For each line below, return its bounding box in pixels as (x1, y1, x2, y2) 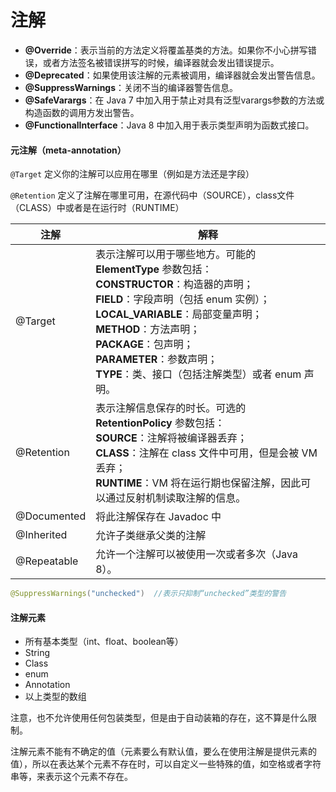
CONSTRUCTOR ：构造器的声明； (95, 277, 254, 291)
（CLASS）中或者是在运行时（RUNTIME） (10, 202, 185, 214)
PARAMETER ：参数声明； (95, 352, 218, 366)
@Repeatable (15, 554, 79, 568)
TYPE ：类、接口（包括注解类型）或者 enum (95, 367, 302, 381)
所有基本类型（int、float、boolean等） (24, 636, 184, 648)
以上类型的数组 (24, 691, 87, 703)
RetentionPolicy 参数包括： (95, 416, 225, 430)
